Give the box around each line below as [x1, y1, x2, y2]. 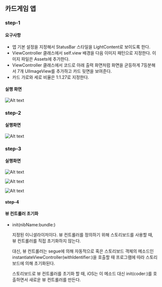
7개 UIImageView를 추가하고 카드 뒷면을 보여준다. [17, 68, 112, 74]
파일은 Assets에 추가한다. [21, 56, 70, 62]
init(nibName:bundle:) [12, 221, 56, 227]
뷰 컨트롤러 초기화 [5, 211, 39, 217]
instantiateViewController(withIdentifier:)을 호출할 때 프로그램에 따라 [12, 254, 145, 260]
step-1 [5, 19, 20, 26]
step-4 [5, 199, 19, 205]
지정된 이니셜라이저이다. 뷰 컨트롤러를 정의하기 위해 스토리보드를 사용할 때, [12, 232, 154, 237]
